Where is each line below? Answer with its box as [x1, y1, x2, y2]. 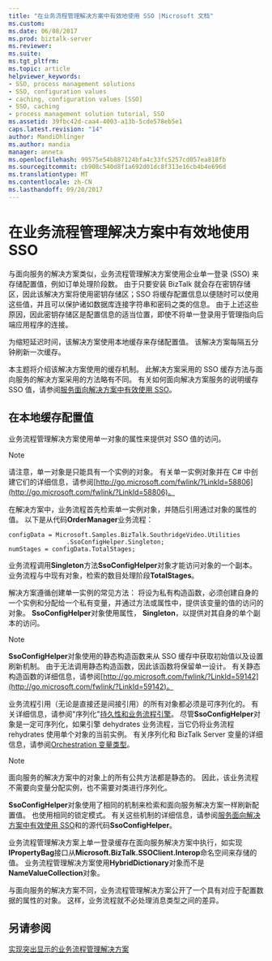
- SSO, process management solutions [8, 80, 136, 88]
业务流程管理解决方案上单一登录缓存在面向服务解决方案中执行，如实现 [8, 838, 243, 847]
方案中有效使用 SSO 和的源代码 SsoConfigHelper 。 [8, 820, 176, 829]
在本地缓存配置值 [8, 411, 94, 425]
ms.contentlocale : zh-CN [8, 178, 92, 187]
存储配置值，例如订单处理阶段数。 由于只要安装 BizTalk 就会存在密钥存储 [8, 279, 251, 288]
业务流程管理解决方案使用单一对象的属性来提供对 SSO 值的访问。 [8, 434, 226, 444]
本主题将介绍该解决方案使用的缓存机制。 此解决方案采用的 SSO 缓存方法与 [8, 364, 257, 374]
